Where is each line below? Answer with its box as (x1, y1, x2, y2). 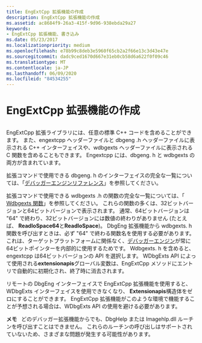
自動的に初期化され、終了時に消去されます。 (16, 267, 128, 274)
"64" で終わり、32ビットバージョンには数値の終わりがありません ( (6, 214, 172, 221)
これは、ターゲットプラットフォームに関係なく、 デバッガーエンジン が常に (6, 237, 191, 244)
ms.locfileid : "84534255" (6, 76, 71, 82)
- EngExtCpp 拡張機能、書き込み (6, 31, 80, 37)
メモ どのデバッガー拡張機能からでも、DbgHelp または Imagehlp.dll (6, 315, 177, 323)
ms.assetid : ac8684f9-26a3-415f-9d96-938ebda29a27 (6, 20, 136, 26)
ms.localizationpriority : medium (6, 43, 90, 49)
